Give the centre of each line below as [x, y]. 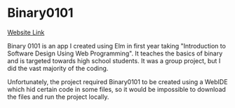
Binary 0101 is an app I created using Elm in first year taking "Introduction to [117, 46]
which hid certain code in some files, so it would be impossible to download [117, 89]
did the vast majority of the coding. [58, 68]
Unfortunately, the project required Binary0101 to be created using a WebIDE [117, 81]
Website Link [26, 32]
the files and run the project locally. [58, 97]
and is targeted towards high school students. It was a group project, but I [114, 60]
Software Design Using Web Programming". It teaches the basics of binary [115, 53]
